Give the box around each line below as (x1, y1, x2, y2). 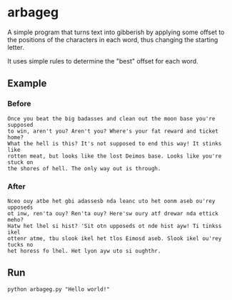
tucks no (7, 241, 34, 248)
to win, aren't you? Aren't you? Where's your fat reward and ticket (7, 128, 219, 135)
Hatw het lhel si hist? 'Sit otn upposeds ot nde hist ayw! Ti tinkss (7, 222, 222, 229)
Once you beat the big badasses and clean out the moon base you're (7, 115, 216, 122)
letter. (7, 43, 25, 51)
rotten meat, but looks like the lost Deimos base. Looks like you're (7, 152, 222, 160)
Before (7, 99, 31, 109)
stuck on (7, 158, 34, 166)
